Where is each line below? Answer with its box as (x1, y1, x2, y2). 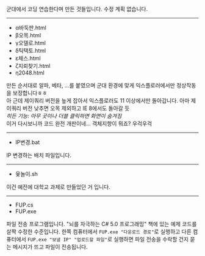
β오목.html (15, 32, 41, 38)
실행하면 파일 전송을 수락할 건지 (113, 236, 189, 243)
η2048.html (15, 69, 45, 76)
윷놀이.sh (15, 170, 38, 177)
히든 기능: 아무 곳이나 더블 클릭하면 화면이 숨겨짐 (6, 112, 122, 119)
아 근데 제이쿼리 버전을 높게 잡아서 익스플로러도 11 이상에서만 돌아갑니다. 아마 (6, 97, 190, 104)
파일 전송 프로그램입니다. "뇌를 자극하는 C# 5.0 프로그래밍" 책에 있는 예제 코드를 (6, 221, 197, 227)
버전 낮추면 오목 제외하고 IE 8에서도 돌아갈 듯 (22, 104, 130, 112)
